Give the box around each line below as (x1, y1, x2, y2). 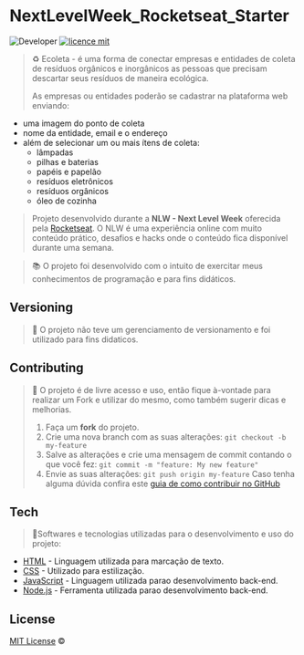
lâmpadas (36, 147, 74, 158)
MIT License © (9, 636, 66, 647)
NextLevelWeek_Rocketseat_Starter (9, 5, 290, 26)
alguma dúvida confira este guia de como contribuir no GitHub (45, 478, 281, 489)
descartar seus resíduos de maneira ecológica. (31, 72, 209, 83)
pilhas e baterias (36, 156, 99, 167)
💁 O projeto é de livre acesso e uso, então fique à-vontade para (31, 384, 271, 395)
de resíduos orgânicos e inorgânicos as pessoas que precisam (31, 63, 267, 74)
